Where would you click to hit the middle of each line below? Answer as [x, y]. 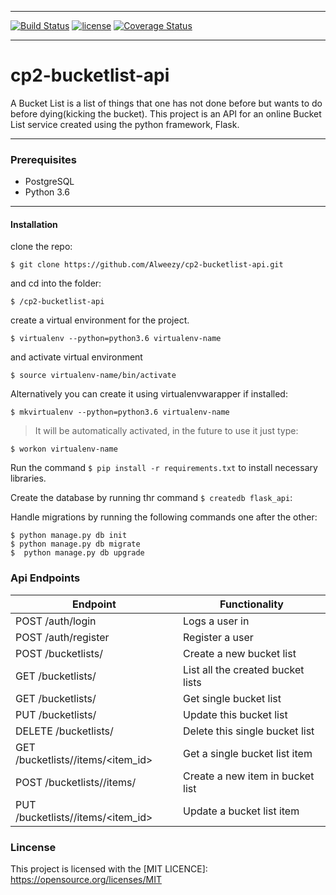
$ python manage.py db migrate [75, 544]
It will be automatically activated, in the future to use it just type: [166, 431]
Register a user [218, 637]
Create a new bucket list [240, 653]
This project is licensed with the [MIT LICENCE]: [109, 869]
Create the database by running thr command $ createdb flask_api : [151, 498]
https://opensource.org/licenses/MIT [86, 880]
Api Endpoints [45, 578]
